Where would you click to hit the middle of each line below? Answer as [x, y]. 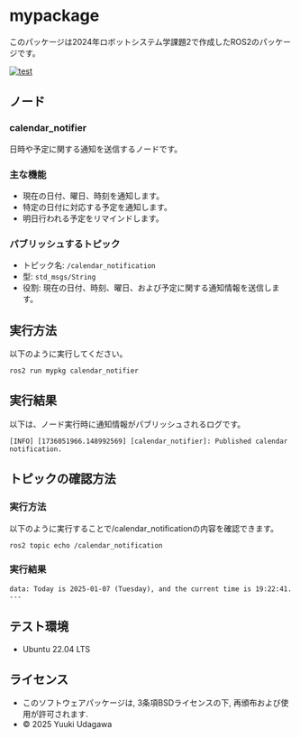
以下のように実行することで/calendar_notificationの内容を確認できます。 [144, 528]
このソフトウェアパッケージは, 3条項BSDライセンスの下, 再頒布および [151, 703]
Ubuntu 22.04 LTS [56, 649]
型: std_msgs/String [59, 277]
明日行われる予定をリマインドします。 [93, 218]
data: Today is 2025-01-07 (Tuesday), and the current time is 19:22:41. [151, 589]
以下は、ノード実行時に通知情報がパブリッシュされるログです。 [127, 424]
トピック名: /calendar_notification [89, 265]
